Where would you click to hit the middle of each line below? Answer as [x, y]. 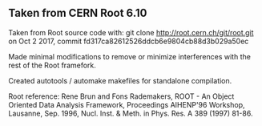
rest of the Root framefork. [52, 65]
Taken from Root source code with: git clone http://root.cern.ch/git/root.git [131, 32]
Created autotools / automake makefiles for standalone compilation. [120, 80]
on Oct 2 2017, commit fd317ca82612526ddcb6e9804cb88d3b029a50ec [129, 41]
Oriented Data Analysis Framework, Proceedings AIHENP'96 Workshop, [127, 104]
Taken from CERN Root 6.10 [78, 13]
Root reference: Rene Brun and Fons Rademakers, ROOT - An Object [121, 96]
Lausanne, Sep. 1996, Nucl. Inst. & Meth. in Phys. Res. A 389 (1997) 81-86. [131, 113]
